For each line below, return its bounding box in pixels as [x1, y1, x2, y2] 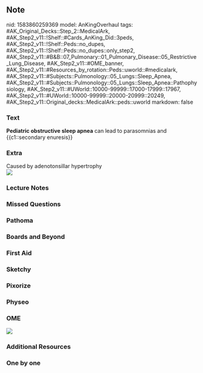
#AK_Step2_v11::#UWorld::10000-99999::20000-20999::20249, [6, 92, 165, 99]
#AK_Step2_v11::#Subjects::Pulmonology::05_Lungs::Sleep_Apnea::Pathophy [6, 79, 198, 86]
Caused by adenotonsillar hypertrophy [6, 163, 102, 170]
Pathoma [6, 217, 33, 225]
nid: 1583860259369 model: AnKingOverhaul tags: [6, 21, 133, 28]
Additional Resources [6, 343, 71, 351]
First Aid [6, 249, 32, 257]
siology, [6, 85, 26, 93]
